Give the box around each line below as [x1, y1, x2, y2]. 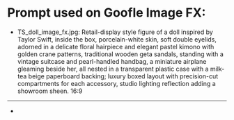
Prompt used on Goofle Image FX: [7, 5, 206, 21]
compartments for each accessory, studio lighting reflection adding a [17, 79, 216, 87]
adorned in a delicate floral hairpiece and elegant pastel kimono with [17, 42, 214, 51]
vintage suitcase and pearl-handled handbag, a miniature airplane [17, 57, 207, 65]
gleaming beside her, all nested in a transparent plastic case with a [17, 65, 209, 73]
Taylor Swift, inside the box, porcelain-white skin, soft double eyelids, [17, 35, 217, 43]
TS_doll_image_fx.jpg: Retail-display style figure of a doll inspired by [17, 28, 214, 36]
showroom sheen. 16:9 [17, 87, 83, 95]
